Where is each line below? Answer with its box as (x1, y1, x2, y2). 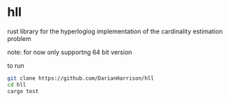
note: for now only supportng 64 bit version (7, 48, 132, 56)
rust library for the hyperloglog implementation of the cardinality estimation (7, 27, 223, 35)
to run (7, 61, 24, 69)
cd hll (7, 81, 26, 88)
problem (7, 34, 31, 42)
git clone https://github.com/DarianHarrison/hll (7, 74, 155, 82)
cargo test (7, 87, 39, 94)
